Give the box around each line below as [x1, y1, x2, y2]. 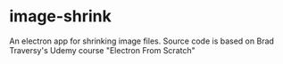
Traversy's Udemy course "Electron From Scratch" [9, 44, 196, 55]
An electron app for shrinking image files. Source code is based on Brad [9, 36, 275, 46]
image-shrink [9, 6, 112, 27]
